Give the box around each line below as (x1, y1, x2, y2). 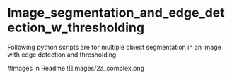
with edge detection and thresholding (7, 50, 117, 59)
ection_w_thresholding (7, 20, 145, 36)
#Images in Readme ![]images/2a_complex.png (7, 64, 145, 72)
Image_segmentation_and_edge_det (7, 5, 225, 21)
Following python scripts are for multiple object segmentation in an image (7, 43, 221, 51)
